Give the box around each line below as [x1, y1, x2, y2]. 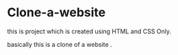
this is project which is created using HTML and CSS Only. [7, 27, 172, 35]
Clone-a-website [7, 5, 106, 20]
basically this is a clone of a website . [7, 40, 112, 48]
